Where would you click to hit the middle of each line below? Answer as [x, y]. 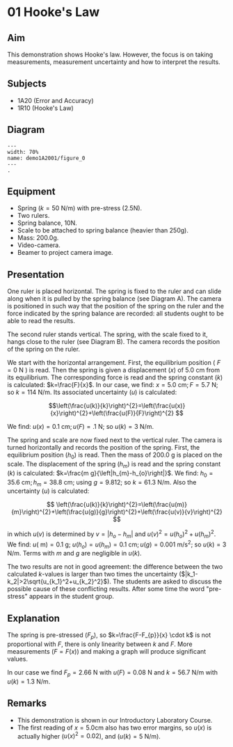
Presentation [36, 275]
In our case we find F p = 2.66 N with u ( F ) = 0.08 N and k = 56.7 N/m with [112, 673]
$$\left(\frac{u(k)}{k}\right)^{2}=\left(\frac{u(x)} [117, 406]
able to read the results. [41, 321]
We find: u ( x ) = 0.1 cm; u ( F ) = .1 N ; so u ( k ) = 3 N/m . [81, 427]
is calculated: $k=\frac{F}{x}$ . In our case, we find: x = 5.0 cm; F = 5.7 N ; [113, 385]
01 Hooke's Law [54, 12]
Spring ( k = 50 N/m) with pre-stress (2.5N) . [80, 208]
